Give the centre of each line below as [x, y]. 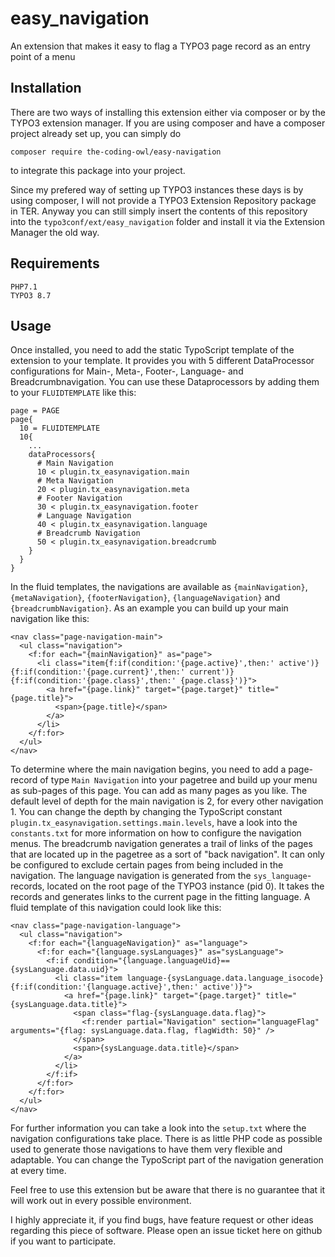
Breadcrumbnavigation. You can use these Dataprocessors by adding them [165, 382]
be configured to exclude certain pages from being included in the [147, 865]
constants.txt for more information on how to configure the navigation [156, 833]
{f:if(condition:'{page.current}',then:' [98, 672]
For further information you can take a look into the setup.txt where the [158, 1128]
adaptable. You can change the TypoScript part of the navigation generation [167, 1160]
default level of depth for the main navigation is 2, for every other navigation [167, 801]
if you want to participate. [63, 1241]
